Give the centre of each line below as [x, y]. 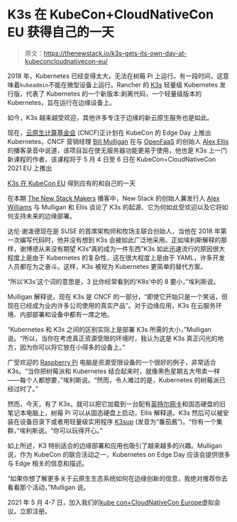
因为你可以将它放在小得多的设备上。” [72, 347]
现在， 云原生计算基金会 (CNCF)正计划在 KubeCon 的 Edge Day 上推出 [109, 133]
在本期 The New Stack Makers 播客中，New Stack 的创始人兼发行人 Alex [114, 198]
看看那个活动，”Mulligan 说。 [49, 487]
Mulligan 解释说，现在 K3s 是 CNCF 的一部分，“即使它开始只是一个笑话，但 [118, 296]
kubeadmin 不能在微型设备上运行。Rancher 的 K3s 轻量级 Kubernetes [119, 84]
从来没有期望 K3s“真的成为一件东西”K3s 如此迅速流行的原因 [125, 248]
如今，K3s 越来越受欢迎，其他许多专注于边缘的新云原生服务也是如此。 [110, 117]
